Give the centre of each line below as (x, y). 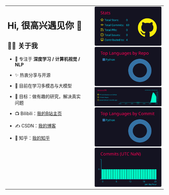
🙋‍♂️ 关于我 (23, 46)
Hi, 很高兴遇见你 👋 (45, 25)
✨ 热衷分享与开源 (33, 75)
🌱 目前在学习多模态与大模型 (43, 86)
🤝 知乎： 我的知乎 (32, 138)
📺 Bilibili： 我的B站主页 (38, 113)
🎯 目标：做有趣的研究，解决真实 (48, 96)
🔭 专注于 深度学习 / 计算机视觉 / (48, 59)
